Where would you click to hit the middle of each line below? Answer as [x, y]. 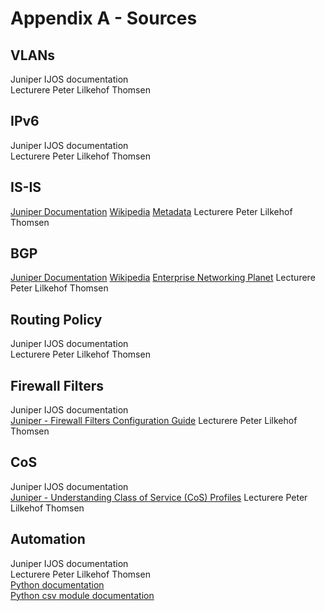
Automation [48, 539]
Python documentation [57, 584]
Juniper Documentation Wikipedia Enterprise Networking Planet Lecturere [163, 278]
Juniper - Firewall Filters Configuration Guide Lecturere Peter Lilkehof [154, 421]
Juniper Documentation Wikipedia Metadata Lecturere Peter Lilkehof [151, 211]
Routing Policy [56, 319]
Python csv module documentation [82, 595]
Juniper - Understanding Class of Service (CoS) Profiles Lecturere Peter [159, 497]
